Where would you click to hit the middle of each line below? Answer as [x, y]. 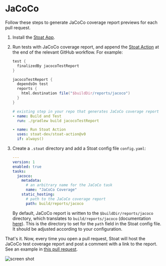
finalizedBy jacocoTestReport [48, 66]
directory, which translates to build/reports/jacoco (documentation [82, 218]
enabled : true [27, 167]
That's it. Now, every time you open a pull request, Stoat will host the [75, 238]
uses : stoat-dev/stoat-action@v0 [52, 134]
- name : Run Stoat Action [39, 130]
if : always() [30, 139]
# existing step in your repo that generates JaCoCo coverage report [86, 111]
